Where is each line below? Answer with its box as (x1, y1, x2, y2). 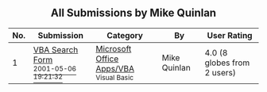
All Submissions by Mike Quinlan (50, 6, 217, 20)
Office (95, 53, 119, 64)
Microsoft (95, 43, 132, 54)
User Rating (207, 29, 253, 40)
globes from (204, 57, 250, 68)
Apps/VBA (95, 63, 135, 74)
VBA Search (33, 44, 79, 55)
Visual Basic (95, 73, 133, 82)
